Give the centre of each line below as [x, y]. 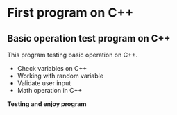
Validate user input [44, 83]
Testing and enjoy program [47, 104]
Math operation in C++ [50, 90]
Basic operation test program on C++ [89, 38]
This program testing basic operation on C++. [73, 55]
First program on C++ [70, 13]
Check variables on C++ [52, 68]
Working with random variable [60, 76]
